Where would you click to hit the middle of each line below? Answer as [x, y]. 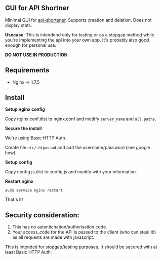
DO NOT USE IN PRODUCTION [36, 55]
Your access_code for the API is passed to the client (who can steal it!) [84, 232]
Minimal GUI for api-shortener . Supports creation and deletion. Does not [78, 20]
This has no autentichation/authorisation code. [60, 227]
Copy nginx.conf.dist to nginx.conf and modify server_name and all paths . [81, 119]
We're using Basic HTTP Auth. [36, 138]
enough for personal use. [31, 45]
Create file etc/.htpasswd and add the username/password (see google [78, 148]
